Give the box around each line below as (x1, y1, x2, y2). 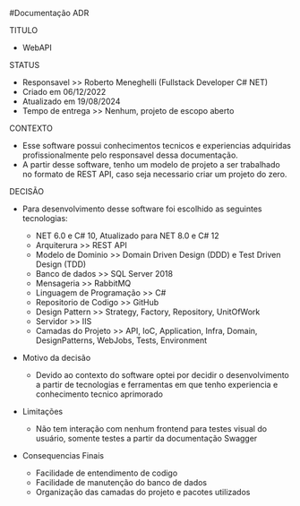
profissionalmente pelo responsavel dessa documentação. (21, 150, 239, 160)
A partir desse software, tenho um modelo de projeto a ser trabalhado (21, 159, 280, 169)
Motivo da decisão (21, 353, 91, 363)
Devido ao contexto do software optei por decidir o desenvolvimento (35, 370, 289, 380)
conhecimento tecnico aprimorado (35, 389, 164, 399)
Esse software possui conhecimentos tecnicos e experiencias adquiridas (21, 141, 291, 150)
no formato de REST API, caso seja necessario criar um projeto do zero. (21, 169, 287, 179)
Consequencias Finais (21, 450, 105, 460)
